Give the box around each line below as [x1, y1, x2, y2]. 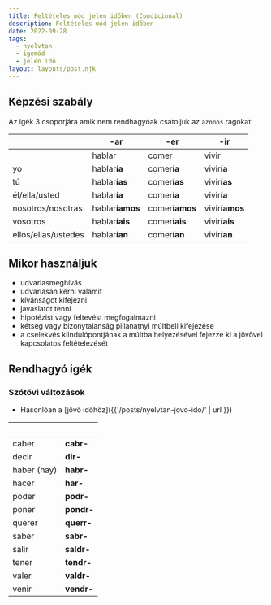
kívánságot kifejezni [19, 295, 88, 305]
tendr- [64, 557, 92, 568]
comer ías [148, 176, 184, 187]
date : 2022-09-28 [8, 27, 67, 35]
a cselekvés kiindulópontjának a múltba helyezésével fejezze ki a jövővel [19, 330, 264, 340]
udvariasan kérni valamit [19, 286, 103, 297]
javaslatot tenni [19, 304, 71, 314]
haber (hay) [12, 464, 58, 476]
